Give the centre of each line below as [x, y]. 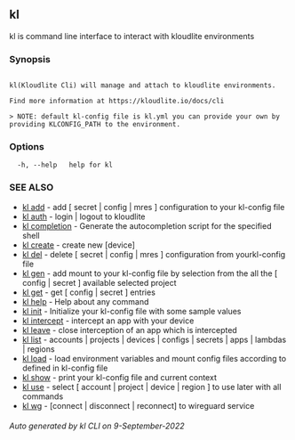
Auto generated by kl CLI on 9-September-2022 [97, 426]
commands [43, 396]
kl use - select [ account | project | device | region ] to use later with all [151, 387]
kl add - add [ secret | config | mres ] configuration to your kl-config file [153, 207]
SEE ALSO [32, 188]
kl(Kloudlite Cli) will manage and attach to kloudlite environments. [143, 86]
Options [27, 147]
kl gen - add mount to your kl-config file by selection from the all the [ [150, 273]
